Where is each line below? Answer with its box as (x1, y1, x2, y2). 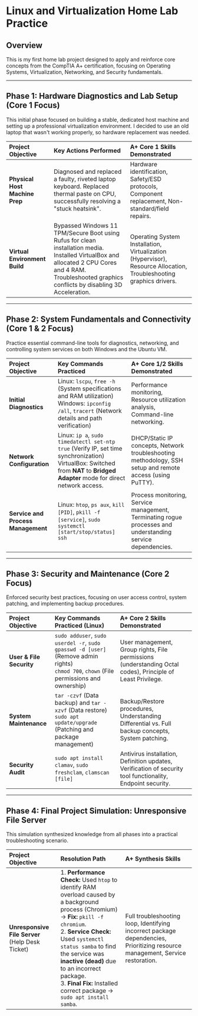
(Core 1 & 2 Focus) (6, 323, 74, 334)
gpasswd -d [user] (55, 646, 107, 653)
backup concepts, (120, 727, 170, 735)
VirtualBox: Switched (58, 459, 115, 467)
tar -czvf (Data (55, 691, 99, 700)
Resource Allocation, (130, 262, 187, 270)
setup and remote (131, 463, 180, 471)
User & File (9, 653, 40, 661)
